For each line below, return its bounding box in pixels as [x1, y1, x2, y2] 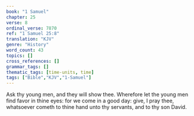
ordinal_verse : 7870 [6, 25, 58, 31]
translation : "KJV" [6, 36, 55, 42]
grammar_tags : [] [6, 63, 49, 70]
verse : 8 [6, 20, 28, 25]
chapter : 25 [6, 14, 36, 20]
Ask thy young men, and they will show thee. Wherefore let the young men [6, 91, 189, 98]
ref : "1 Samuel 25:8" [6, 31, 60, 37]
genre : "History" [6, 42, 49, 48]
